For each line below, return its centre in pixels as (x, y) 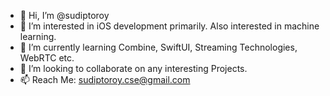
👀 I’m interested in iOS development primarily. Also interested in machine (169, 26)
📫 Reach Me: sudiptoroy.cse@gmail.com (105, 79)
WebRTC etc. (47, 58)
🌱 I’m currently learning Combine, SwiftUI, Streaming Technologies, (158, 47)
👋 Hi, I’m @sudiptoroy (64, 15)
